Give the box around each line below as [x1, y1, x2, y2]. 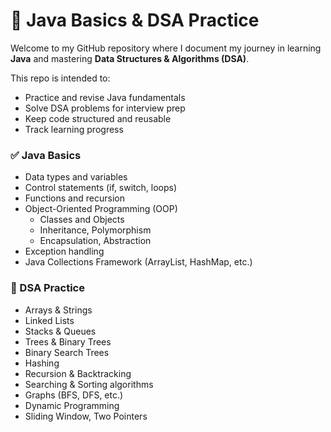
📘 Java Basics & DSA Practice [10, 9, 260, 32]
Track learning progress [24, 123, 124, 135]
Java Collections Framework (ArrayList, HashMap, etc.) [24, 256, 253, 268]
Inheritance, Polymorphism [39, 224, 152, 236]
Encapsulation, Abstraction [39, 235, 152, 247]
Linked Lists [24, 314, 75, 326]
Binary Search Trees [24, 346, 110, 358]
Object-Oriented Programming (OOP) [24, 203, 178, 215]
